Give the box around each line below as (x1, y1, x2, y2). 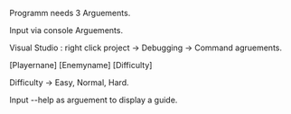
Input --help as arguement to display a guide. (9, 94, 178, 105)
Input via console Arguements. (9, 25, 124, 35)
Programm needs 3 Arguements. (9, 8, 131, 18)
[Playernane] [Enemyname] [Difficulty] (9, 60, 153, 70)
